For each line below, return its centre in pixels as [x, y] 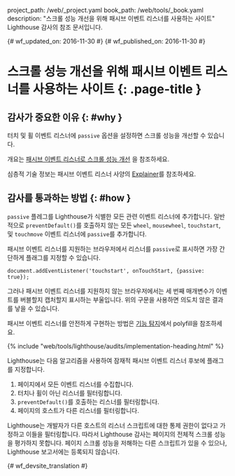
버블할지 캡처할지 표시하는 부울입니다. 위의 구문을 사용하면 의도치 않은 [115, 299]
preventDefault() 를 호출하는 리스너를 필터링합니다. [88, 402]
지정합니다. [30, 369]
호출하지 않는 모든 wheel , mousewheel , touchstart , [152, 225]
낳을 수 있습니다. [37, 308]
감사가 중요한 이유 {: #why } [65, 117]
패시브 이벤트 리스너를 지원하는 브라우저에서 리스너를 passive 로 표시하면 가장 [113, 249]
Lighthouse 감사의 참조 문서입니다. [55, 27]
